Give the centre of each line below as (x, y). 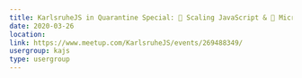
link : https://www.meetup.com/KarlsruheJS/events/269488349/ (126, 43)
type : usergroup (40, 59)
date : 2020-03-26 (42, 26)
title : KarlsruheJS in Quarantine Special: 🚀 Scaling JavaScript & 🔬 (142, 17)
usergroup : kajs (40, 51)
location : (28, 34)
